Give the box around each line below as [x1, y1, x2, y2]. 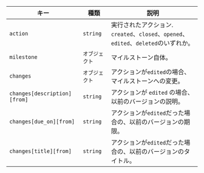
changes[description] [9, 90, 72, 97]
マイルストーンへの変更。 [110, 77, 184, 85]
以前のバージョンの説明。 [110, 97, 184, 106]
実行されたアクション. [110, 21, 174, 29]
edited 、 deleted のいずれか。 [110, 39, 194, 47]
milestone [9, 54, 38, 60]
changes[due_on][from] [9, 118, 75, 125]
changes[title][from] [9, 148, 72, 154]
